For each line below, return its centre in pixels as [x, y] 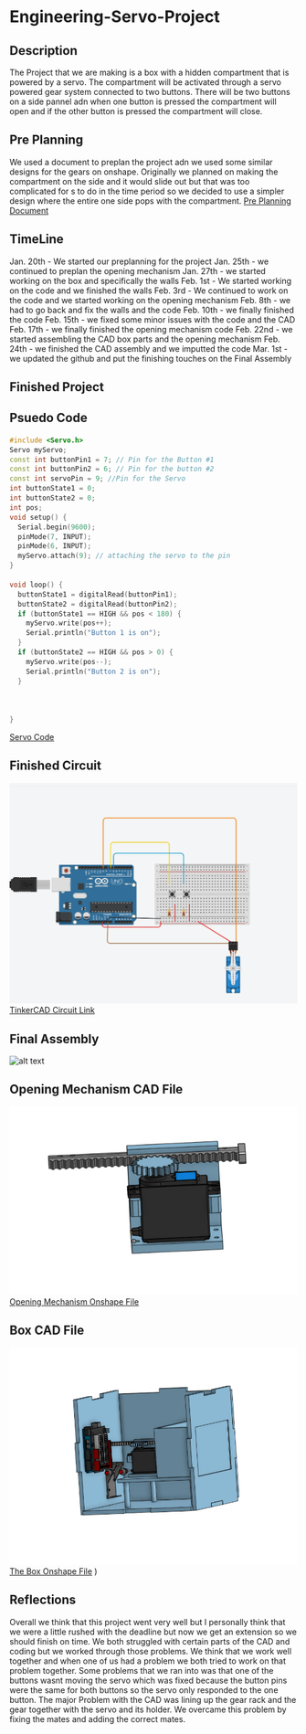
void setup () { [38, 517]
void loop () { [37, 585]
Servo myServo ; [38, 449]
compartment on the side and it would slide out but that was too [130, 181]
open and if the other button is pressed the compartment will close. [136, 111]
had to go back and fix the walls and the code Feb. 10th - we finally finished [152, 310]
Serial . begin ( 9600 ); [57, 527]
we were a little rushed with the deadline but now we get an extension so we [153, 1632]
